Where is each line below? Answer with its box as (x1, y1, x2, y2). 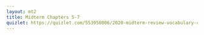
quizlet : (6, 20, 29, 26)
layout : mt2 (6, 8, 36, 15)
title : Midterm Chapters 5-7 (6, 14, 80, 20)
